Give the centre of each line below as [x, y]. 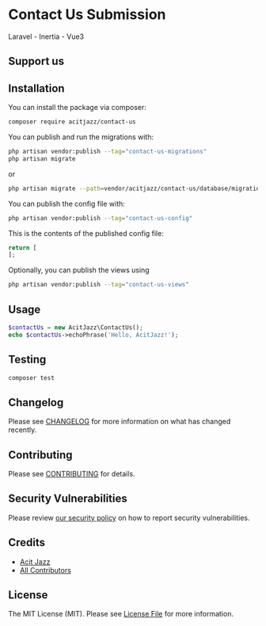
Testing [27, 360]
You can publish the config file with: [66, 203]
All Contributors [45, 570]
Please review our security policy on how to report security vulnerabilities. [129, 518]
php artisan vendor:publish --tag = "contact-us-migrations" [108, 152]
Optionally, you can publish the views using [79, 270]
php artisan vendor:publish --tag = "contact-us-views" [99, 285]
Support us [36, 61]
